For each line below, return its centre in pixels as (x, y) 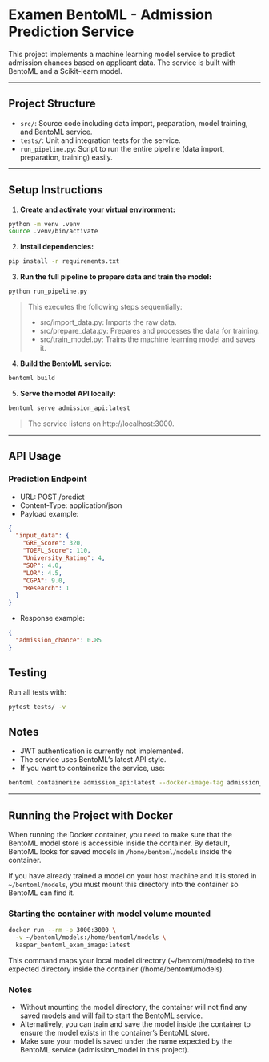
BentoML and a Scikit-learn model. (65, 71)
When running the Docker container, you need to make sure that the (120, 834)
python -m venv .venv (44, 224)
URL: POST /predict (52, 497)
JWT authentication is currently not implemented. (102, 751)
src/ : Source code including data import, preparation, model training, (134, 123)
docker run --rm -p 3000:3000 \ (62, 930)
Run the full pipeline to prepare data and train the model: (116, 277)
